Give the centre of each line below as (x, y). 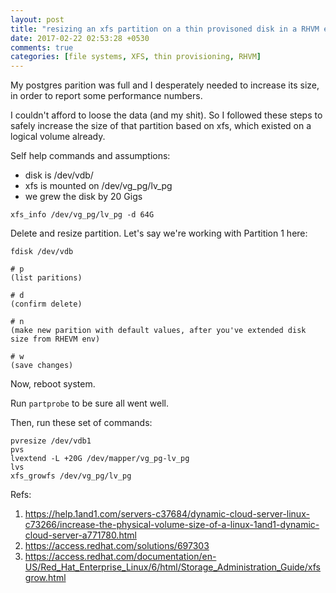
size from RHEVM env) (55, 339)
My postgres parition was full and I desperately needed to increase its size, (165, 85)
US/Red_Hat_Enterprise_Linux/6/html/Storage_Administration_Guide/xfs (172, 567)
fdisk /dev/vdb (42, 252)
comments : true (42, 47)
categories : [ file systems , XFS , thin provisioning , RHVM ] (136, 57)
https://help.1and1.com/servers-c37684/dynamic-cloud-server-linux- (167, 514)
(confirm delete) (46, 304)
